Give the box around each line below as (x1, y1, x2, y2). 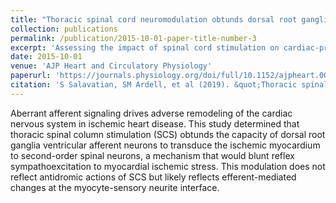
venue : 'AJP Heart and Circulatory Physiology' (10, 61, 213, 71)
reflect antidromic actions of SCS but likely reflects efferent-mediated (10, 171, 297, 183)
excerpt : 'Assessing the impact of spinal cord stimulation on (10, 42, 280, 53)
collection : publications (10, 24, 118, 34)
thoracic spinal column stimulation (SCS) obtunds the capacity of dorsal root (10, 128, 326, 140)
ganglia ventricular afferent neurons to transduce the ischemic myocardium (10, 139, 321, 151)
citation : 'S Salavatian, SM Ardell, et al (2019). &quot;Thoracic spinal (10, 80, 329, 90)
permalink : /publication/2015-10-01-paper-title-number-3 (10, 33, 257, 43)
